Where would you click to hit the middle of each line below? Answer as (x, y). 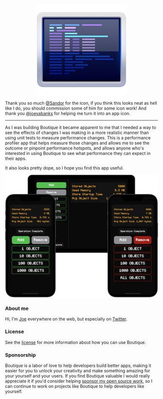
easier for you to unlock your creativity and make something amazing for (78, 370)
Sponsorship (21, 355)
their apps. (16, 158)
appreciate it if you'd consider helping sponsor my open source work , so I (79, 381)
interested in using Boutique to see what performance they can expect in (78, 153)
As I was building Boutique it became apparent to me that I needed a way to (81, 127)
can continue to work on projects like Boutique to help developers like (75, 386)
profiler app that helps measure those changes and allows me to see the (77, 143)
